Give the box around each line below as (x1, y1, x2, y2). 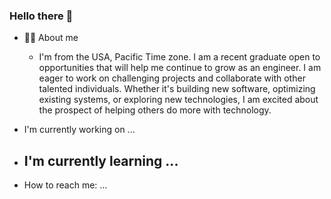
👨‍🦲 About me (23, 32, 79, 44)
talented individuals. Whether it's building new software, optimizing (38, 83, 316, 95)
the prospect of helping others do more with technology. (38, 104, 272, 116)
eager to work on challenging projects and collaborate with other (38, 72, 306, 84)
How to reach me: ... (23, 179, 108, 191)
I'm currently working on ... (23, 124, 136, 136)
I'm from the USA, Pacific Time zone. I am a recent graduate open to (38, 51, 321, 63)
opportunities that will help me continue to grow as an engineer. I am (38, 62, 322, 74)
